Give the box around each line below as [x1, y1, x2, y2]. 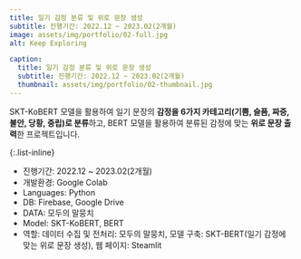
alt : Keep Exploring [9, 38, 88, 48]
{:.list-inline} [9, 147, 55, 158]
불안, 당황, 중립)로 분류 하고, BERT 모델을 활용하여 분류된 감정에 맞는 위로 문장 [9, 117, 283, 128]
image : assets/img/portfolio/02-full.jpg [9, 30, 169, 39]
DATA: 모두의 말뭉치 [22, 207, 94, 218]
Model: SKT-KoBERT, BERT [22, 217, 124, 228]
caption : [9, 55, 43, 64]
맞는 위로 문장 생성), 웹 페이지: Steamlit [22, 239, 162, 250]
